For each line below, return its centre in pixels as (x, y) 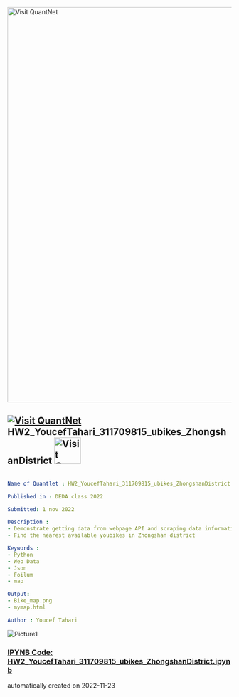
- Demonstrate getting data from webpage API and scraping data (105, 529)
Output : (19, 594)
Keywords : (23, 548)
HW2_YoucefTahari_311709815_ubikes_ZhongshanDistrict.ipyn (119, 661)
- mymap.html (27, 608)
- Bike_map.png (30, 601)
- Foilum (20, 575)
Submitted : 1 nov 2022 (41, 509)
